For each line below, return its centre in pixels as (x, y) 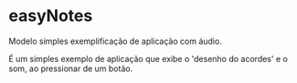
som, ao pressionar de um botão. (71, 68)
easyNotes (51, 16)
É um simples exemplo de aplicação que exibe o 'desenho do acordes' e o (148, 58)
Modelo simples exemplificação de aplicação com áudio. (116, 41)
